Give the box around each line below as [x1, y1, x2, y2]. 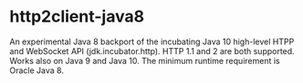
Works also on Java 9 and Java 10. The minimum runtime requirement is [9, 55, 280, 66]
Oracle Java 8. [9, 65, 64, 76]
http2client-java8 [9, 6, 144, 27]
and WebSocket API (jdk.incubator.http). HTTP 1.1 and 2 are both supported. [9, 45, 295, 56]
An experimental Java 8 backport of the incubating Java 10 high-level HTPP [9, 36, 295, 47]
